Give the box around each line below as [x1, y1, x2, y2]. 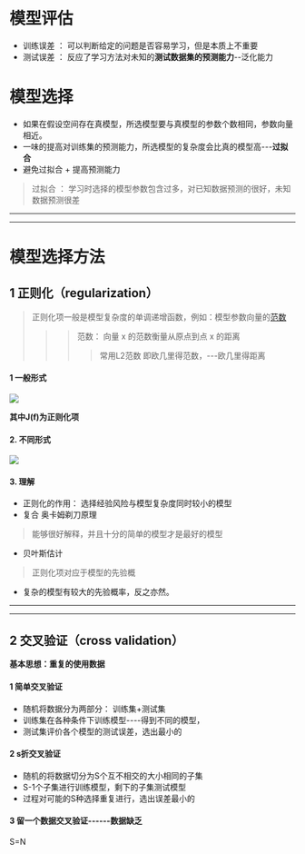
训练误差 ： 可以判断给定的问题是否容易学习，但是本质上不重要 [22, 40, 259, 51]
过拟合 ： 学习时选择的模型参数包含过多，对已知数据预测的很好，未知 [31, 183, 291, 194]
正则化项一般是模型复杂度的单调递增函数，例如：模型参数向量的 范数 [31, 311, 287, 323]
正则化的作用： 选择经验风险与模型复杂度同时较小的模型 [22, 498, 232, 509]
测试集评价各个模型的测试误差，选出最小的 [22, 726, 182, 737]
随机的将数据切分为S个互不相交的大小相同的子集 [22, 770, 203, 781]
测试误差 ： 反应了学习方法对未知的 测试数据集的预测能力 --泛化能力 [22, 51, 274, 62]
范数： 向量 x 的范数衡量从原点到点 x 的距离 [76, 331, 241, 342]
